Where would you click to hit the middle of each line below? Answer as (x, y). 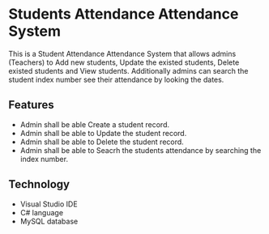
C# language (41, 212)
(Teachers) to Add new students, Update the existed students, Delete (124, 62)
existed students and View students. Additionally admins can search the (128, 70)
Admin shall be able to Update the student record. (103, 133)
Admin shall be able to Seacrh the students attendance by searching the (141, 150)
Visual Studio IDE (49, 204)
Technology (39, 184)
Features (31, 105)
